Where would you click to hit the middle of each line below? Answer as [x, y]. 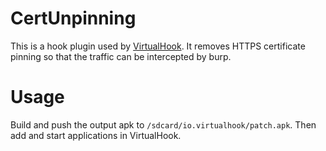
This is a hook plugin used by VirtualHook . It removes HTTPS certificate [158, 46]
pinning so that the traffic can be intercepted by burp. [121, 56]
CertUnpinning [73, 18]
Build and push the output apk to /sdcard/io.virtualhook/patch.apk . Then [163, 124]
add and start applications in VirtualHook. [96, 135]
